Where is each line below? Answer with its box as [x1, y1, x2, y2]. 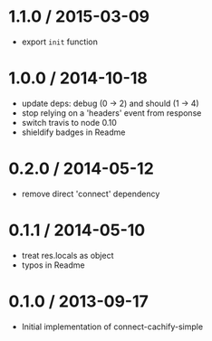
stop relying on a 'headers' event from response [21, 107, 202, 118]
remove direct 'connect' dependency [21, 188, 160, 199]
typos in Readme [21, 260, 85, 270]
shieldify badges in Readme [21, 127, 126, 137]
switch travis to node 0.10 [21, 117, 117, 128]
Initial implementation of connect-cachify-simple [21, 321, 204, 332]
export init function [21, 36, 99, 47]
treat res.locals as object [21, 250, 114, 260]
